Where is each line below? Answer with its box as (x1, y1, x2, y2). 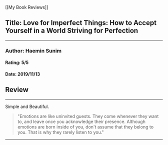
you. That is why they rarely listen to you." (17, 129, 104, 135)
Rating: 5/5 (5, 59, 29, 65)
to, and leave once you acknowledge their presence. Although (17, 118, 146, 124)
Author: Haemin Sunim (5, 47, 61, 54)
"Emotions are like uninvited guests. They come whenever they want (17, 113, 159, 119)
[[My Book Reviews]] (5, 4, 48, 10)
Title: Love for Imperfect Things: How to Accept (5, 18, 156, 27)
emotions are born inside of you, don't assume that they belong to (17, 123, 154, 129)
